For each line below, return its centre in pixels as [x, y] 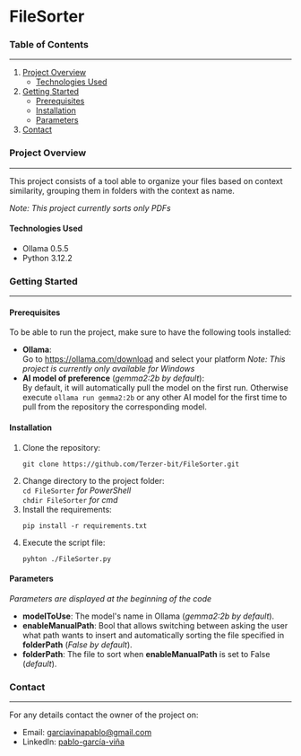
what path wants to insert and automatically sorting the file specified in [153, 635]
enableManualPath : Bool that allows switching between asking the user [155, 625]
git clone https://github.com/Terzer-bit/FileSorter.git [131, 464]
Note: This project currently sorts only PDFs [90, 207]
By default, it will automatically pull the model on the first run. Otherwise [155, 388]
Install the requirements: [67, 509]
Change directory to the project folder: [93, 480]
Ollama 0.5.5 [45, 248]
